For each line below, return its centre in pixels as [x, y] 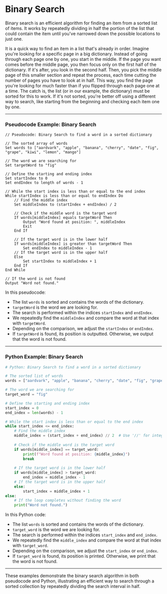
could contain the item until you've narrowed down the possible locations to [83, 33]
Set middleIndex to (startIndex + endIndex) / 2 [65, 205]
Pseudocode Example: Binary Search [51, 124]
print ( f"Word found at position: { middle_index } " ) [77, 454]
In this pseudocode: [26, 292]
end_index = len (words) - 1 [34, 412]
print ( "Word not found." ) [41, 505]
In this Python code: [26, 515]
